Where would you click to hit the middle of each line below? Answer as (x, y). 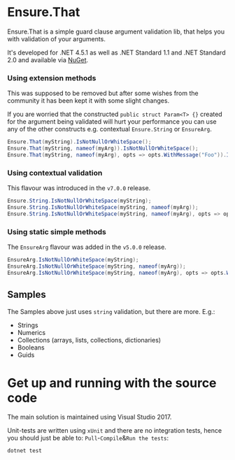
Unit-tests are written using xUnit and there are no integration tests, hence (115, 431)
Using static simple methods (57, 231)
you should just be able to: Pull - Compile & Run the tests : (88, 438)
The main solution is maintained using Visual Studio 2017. (90, 417)
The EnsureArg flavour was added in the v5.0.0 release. (87, 247)
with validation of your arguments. (57, 38)
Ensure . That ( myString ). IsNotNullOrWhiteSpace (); (79, 142)
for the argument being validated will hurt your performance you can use (112, 122)
